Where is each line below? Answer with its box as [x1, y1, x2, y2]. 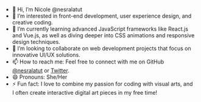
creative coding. [12, 19, 53, 26]
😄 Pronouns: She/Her [12, 73, 68, 81]
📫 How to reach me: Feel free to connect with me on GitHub [12, 58, 164, 65]
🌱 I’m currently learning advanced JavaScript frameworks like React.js [12, 25, 189, 32]
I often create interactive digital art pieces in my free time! [12, 89, 157, 96]
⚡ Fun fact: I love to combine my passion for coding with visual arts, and [12, 80, 193, 87]
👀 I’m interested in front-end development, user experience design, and [12, 12, 192, 20]
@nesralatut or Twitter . [12, 67, 70, 74]
